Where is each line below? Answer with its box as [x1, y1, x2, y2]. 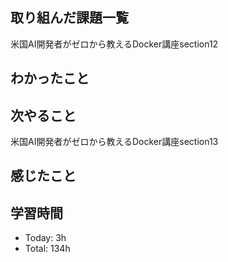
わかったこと [10, 70, 90, 87]
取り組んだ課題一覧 [10, 9, 129, 27]
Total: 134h [24, 243, 71, 255]
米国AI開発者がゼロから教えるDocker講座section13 [10, 136, 219, 148]
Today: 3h [24, 232, 67, 244]
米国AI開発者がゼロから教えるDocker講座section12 [10, 38, 219, 50]
